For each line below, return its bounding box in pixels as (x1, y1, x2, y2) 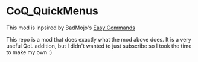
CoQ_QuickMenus (6, 4, 98, 18)
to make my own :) (6, 48, 53, 55)
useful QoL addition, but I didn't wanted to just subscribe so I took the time (6, 42, 192, 49)
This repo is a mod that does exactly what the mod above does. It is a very (6, 36, 191, 43)
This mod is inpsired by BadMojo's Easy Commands (6, 24, 136, 31)
